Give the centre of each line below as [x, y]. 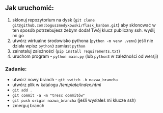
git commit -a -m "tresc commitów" [49, 96]
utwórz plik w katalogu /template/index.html [57, 85]
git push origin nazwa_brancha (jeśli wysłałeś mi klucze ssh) [74, 100]
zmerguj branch [28, 106]
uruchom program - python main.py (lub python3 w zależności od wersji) [85, 56]
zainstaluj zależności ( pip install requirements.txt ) [66, 51]
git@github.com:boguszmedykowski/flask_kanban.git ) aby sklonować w [84, 25]
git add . [22, 90]
